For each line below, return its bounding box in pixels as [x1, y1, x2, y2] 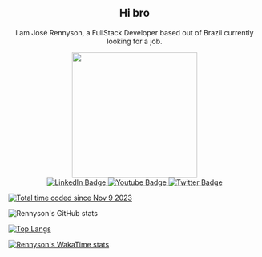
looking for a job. [107, 36, 163, 46]
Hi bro [119, 6, 151, 20]
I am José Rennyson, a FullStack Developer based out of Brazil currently [15, 27, 254, 37]
